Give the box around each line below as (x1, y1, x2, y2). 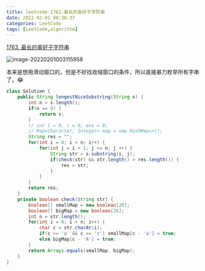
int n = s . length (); (28, 100, 81, 106)
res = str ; (61, 162, 89, 168)
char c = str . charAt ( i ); (39, 225, 103, 231)
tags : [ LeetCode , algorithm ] (6, 26, 78, 32)
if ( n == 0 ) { (28, 105, 62, 111)
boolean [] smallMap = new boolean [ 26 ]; (28, 202, 130, 208)
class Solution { (6, 88, 51, 95)
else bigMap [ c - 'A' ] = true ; (39, 236, 116, 242)
